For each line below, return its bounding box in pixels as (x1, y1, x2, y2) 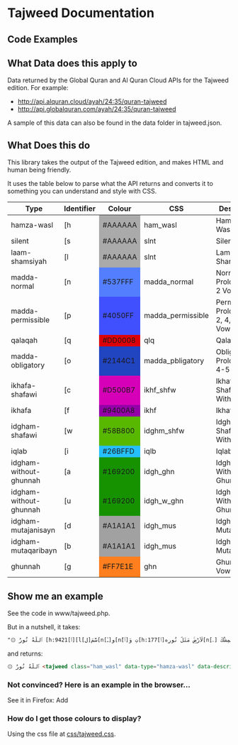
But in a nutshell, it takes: (7, 623, 81, 631)
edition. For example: (7, 84, 69, 92)
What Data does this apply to (7, 57, 138, 69)
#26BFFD (102, 446, 135, 456)
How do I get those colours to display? (7, 713, 142, 723)
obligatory (11, 360, 45, 370)
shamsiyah (11, 257, 47, 267)
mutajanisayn (11, 525, 55, 535)
